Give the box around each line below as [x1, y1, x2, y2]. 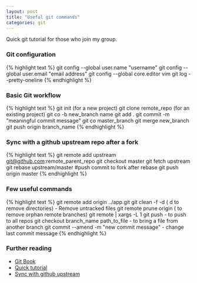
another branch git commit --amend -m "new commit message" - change [6, 223, 184, 231]
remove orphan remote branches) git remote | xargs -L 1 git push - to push [6, 210, 186, 218]
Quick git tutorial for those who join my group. [6, 36, 118, 43]
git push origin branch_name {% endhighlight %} [6, 123, 125, 130]
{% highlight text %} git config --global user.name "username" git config [6, 64, 182, 71]
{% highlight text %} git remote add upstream [6, 152, 116, 159]
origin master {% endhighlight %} [6, 170, 87, 177]
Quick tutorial [14, 264, 48, 271]
